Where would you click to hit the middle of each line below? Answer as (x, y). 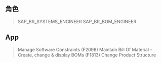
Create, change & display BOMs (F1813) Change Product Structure (87, 55)
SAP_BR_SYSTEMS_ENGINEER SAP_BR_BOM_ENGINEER (77, 21)
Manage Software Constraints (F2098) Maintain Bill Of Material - (85, 49)
